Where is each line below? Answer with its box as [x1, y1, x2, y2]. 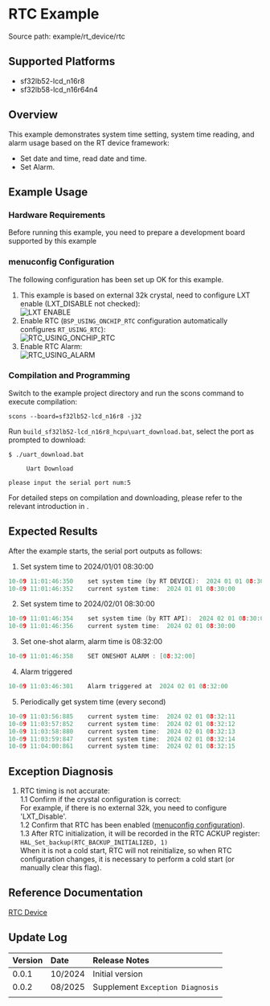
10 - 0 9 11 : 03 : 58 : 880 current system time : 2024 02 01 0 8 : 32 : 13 [8, 727, 235, 736]
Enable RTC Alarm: [19, 341, 83, 351]
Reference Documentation [8, 886, 143, 900]
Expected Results [8, 524, 98, 539]
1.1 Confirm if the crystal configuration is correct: [19, 795, 182, 804]
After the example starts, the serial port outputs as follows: [8, 546, 202, 556]
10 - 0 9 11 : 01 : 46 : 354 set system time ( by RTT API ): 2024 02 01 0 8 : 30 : [8, 614, 261, 623]
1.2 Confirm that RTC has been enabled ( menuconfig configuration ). [19, 820, 245, 830]
